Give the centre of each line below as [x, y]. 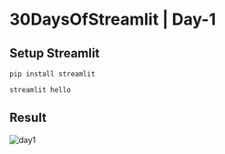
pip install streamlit [52, 74]
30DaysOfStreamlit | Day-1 [113, 20]
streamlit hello [40, 90]
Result [28, 118]
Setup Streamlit [55, 53]
